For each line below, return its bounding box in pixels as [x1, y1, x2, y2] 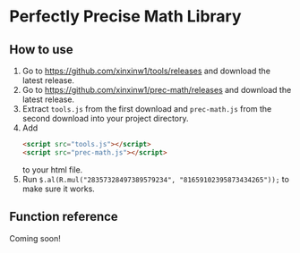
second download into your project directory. [21, 114, 190, 123]
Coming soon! [9, 232, 61, 243]
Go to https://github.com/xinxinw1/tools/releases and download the [21, 65, 271, 76]
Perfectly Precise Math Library [9, 6, 242, 27]
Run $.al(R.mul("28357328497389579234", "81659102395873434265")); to [21, 173, 289, 184]
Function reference [9, 209, 118, 224]
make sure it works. [21, 183, 96, 194]
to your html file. [21, 164, 83, 175]
